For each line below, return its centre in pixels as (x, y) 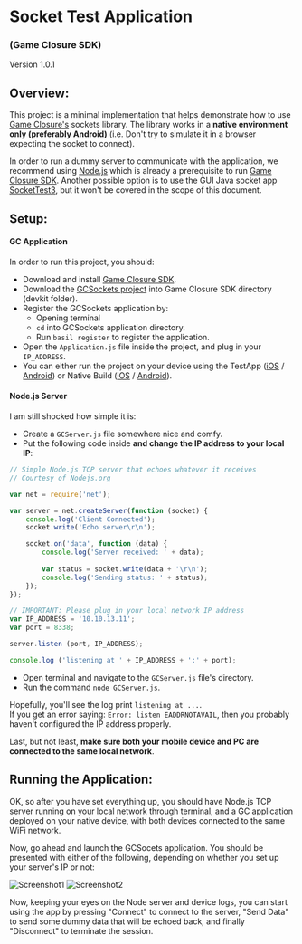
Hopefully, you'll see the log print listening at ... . (105, 704)
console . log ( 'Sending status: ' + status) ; (125, 577)
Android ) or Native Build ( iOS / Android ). (97, 375)
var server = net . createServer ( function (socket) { (109, 510)
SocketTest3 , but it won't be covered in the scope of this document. (136, 190)
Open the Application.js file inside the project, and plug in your (142, 347)
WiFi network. (35, 830)
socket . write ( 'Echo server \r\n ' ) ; (90, 528)
